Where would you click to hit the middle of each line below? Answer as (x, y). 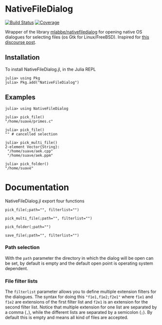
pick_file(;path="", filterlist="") (42, 210)
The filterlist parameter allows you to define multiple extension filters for (81, 292)
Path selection (22, 248)
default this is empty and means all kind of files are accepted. (67, 318)
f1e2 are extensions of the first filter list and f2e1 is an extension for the (77, 302)
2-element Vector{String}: (32, 147)
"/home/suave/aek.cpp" (30, 151)
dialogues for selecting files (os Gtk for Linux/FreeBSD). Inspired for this (77, 37)
